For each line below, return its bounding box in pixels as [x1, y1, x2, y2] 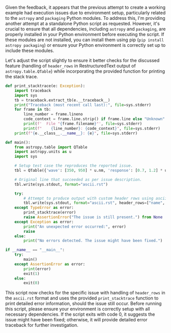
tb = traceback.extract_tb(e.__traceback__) [14, 98, 110, 103]
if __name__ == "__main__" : [5, 248, 65, 253]
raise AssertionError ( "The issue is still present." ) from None [23, 215, 163, 220]
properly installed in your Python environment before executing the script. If [5, 32, 164, 37]
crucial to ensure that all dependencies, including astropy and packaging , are [5, 26, 166, 32]
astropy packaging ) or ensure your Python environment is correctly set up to [5, 42, 166, 48]
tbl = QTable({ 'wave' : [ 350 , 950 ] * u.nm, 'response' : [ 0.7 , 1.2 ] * [14, 168, 163, 173]
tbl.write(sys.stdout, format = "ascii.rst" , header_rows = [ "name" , [23, 200, 165, 205]
